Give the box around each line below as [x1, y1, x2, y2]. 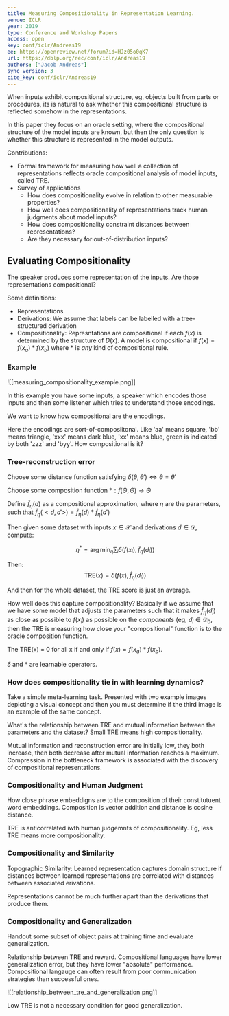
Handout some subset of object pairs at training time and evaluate [7, 932, 194, 940]
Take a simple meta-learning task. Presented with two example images [7, 693, 207, 701]
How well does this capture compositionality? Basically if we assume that [7, 599, 214, 608]
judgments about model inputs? [27, 213, 117, 221]
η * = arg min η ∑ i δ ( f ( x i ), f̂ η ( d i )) [75, 544, 155, 555]
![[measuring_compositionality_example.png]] [7, 378, 136, 386]
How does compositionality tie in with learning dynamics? [7, 677, 204, 687]
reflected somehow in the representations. [7, 107, 127, 115]
